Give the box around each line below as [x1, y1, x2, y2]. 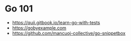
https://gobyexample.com [12, 24, 67, 30]
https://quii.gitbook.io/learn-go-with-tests [12, 19, 100, 25]
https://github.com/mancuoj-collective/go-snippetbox [12, 30, 126, 36]
